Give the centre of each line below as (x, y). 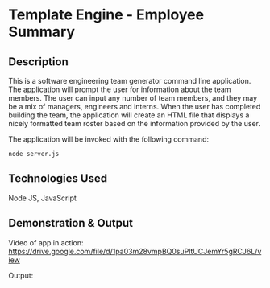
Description (38, 62)
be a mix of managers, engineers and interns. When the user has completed (135, 107)
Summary (42, 32)
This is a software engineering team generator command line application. (130, 81)
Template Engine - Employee (106, 15)
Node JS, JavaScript (42, 198)
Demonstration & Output (71, 223)
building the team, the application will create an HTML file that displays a (129, 115)
